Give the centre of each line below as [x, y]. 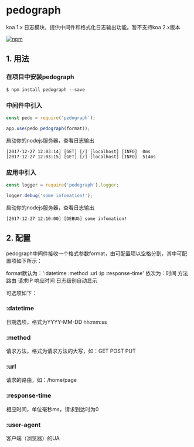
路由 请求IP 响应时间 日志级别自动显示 [52, 280]
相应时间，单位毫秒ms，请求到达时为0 [52, 409]
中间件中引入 [24, 105]
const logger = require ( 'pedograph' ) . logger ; [62, 185]
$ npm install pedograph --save [45, 89]
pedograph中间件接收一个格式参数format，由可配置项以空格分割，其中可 [94, 253]
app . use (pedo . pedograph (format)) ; [48, 128]
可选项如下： [21, 293]
